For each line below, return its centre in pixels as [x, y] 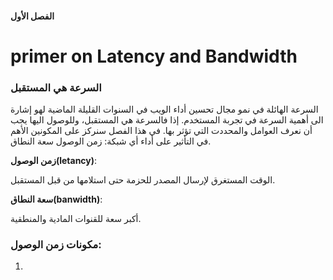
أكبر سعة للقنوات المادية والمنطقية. [76, 219]
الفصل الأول [32, 16]
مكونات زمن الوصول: [56, 244]
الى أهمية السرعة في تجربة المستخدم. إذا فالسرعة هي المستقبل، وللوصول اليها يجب [167, 120]
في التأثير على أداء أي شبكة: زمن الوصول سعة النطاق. [111, 141]
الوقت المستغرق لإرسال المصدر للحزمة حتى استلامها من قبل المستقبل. [143, 180]
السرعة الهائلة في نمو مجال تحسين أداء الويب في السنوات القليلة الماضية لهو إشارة [164, 109]
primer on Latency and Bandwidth [154, 56]
